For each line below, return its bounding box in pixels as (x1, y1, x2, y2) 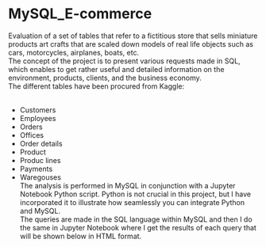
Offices (19, 130, 44, 139)
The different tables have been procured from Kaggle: (8, 81, 185, 91)
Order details (19, 139, 63, 148)
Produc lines (19, 155, 61, 165)
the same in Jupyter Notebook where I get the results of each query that (19, 222, 256, 232)
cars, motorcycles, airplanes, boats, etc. (8, 47, 140, 57)
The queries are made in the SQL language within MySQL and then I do (19, 215, 253, 224)
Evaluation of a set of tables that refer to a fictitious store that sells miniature (8, 31, 258, 40)
